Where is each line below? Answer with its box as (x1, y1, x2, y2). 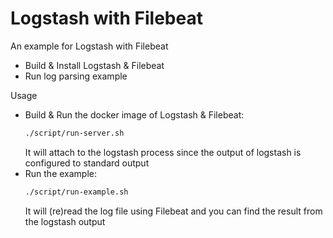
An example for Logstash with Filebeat (10, 40, 169, 52)
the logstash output (24, 215, 106, 227)
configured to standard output (24, 157, 150, 169)
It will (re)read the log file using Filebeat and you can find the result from (24, 205, 323, 217)
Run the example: (24, 167, 98, 179)
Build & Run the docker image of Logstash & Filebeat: (24, 108, 245, 121)
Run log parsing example (24, 70, 128, 82)
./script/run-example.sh (24, 187, 129, 197)
